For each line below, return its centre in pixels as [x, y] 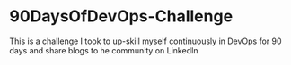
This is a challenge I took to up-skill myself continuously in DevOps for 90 [145, 41]
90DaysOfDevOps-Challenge [121, 16]
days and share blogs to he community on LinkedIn [104, 50]
